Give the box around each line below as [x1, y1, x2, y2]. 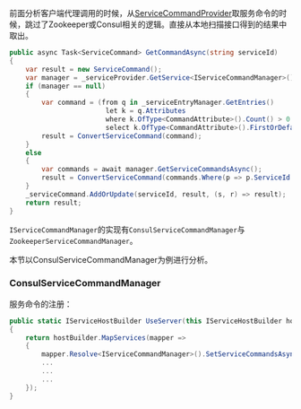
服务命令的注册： [9, 299, 73, 309]
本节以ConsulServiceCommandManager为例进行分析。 [9, 254, 213, 265]
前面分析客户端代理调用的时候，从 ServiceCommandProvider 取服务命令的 [9, 8, 279, 18]
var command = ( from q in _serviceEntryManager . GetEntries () [41, 98, 275, 108]
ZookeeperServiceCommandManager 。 [9, 235, 138, 246]
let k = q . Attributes [105, 107, 186, 116]
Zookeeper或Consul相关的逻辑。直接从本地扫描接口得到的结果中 [47, 19, 288, 30]
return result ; [25, 198, 82, 207]
